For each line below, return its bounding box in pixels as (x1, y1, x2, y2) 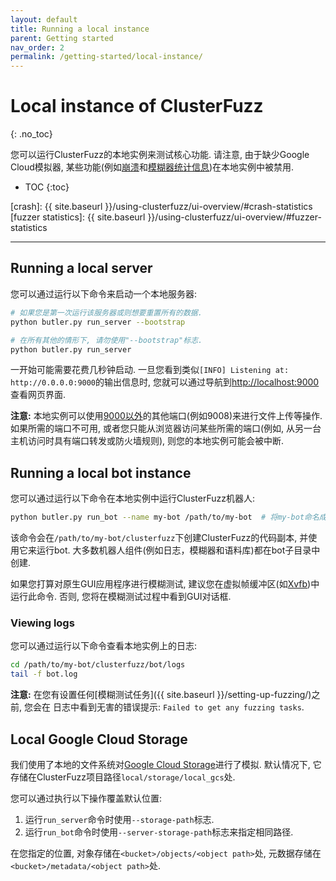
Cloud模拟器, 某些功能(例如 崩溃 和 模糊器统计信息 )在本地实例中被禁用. (10, 161, 295, 173)
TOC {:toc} (24, 181, 70, 193)
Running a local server (10, 260, 153, 277)
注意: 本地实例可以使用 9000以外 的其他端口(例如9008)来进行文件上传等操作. (10, 410, 323, 422)
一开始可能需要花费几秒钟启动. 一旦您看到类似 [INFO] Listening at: (10, 364, 290, 376)
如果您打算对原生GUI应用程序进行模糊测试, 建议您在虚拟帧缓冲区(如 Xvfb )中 (10, 578, 320, 590)
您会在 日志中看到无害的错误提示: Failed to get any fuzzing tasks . (23, 701, 305, 713)
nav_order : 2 (10, 42, 65, 53)
